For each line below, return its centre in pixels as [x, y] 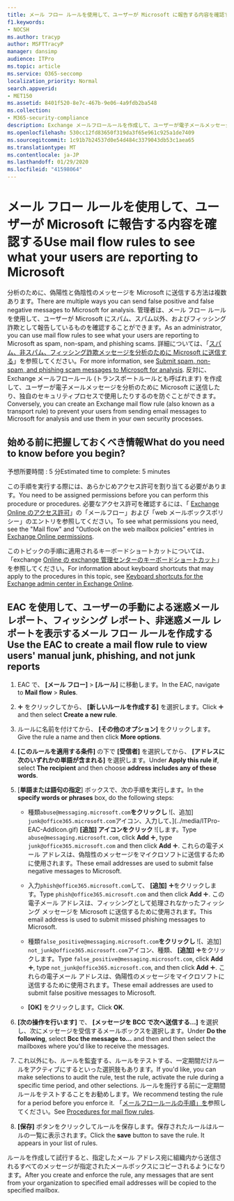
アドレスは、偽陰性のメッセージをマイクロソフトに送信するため [133, 854]
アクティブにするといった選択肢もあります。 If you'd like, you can [123, 1069]
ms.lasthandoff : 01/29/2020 [48, 162]
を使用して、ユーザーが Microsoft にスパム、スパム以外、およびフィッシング [117, 319]
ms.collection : [29, 111]
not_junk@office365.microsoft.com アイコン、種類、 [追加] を [117, 949]
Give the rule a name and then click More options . [89, 736]
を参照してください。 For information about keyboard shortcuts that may [110, 568]
